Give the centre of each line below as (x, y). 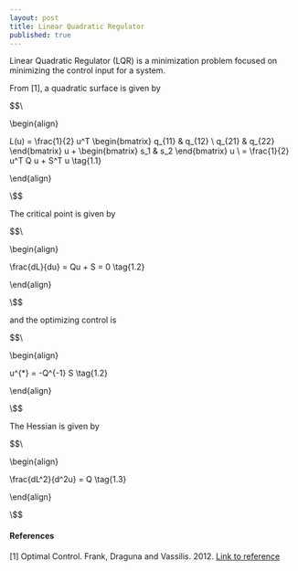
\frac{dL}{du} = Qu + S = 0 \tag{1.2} (77, 267)
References (32, 535)
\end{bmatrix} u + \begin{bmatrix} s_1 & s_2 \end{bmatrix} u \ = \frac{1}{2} (149, 151)
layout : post (34, 18)
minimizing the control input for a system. (88, 70)
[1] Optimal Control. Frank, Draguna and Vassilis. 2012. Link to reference (145, 556)
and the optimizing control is (63, 320)
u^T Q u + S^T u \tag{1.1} (56, 161)
